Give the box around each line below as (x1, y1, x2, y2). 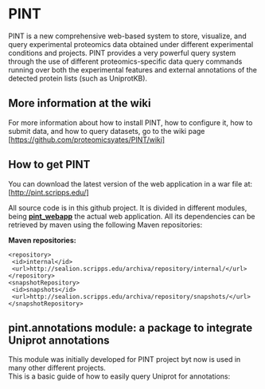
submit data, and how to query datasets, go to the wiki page (8, 126, 205, 136)
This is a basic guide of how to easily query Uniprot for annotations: (8, 371, 231, 381)
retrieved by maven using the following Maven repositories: (8, 220, 203, 230)
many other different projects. (8, 363, 106, 373)
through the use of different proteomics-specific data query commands (8, 57, 243, 66)
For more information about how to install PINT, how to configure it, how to (8, 117, 253, 128)
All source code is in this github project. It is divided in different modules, (8, 202, 247, 212)
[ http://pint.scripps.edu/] (8, 187, 89, 197)
